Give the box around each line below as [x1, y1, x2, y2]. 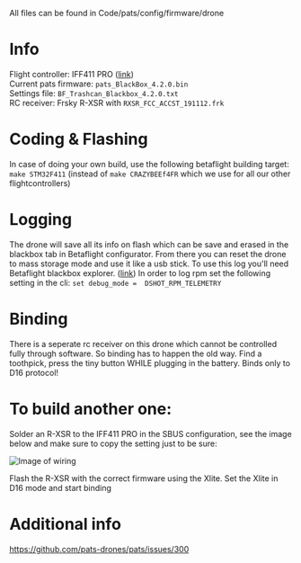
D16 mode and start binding [9, 482, 112, 493]
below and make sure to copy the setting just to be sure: [9, 438, 217, 449]
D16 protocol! [9, 367, 59, 378]
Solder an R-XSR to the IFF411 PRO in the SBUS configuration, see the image [9, 428, 292, 439]
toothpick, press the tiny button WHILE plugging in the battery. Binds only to [9, 357, 290, 368]
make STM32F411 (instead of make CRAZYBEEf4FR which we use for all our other [9, 168, 291, 179]
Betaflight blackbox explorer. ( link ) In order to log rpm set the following [9, 267, 271, 278]
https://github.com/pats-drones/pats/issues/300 [9, 543, 190, 554]
